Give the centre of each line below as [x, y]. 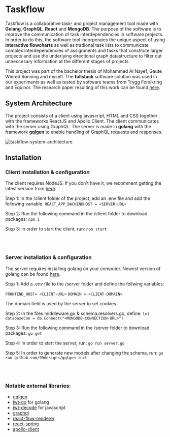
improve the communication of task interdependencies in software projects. [84, 34]
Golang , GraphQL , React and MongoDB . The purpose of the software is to [83, 28]
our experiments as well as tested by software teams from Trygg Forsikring [84, 82]
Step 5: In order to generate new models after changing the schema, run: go [84, 353]
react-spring [26, 424]
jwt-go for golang [31, 402]
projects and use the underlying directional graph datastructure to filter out [83, 56]
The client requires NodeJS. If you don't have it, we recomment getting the [83, 183]
